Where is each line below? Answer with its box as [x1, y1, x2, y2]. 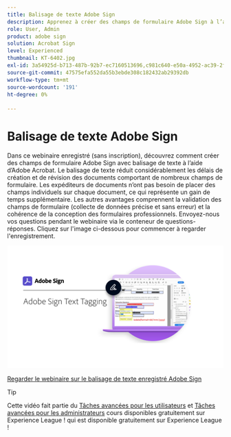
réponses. [7, 224, 36, 233]
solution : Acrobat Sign [7, 40, 76, 47]
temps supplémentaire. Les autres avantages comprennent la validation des [7, 195, 222, 204]
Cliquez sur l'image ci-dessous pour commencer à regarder [36, 224, 206, 233]
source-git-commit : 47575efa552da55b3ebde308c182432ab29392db [7, 69, 189, 76]
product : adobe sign [7, 33, 67, 40]
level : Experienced [7, 47, 63, 54]
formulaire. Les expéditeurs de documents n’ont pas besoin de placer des [7, 181, 216, 189]
